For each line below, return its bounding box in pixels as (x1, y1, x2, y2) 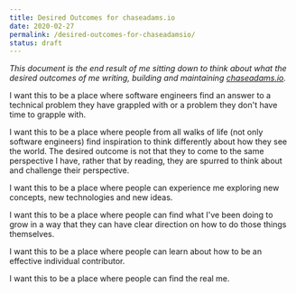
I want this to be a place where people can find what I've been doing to (9, 209, 273, 221)
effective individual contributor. (9, 256, 125, 267)
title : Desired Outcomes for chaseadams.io (9, 13, 176, 23)
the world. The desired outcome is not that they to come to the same (9, 146, 264, 157)
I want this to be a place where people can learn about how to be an (9, 246, 263, 257)
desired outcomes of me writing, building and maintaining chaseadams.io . (9, 73, 287, 84)
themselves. (9, 229, 55, 240)
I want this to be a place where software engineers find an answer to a (9, 90, 272, 101)
